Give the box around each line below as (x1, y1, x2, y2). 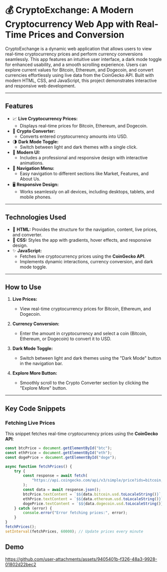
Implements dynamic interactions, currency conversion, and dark (19, 258, 153, 264)
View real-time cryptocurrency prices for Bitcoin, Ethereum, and (19, 306, 151, 312)
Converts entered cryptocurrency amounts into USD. (19, 133, 128, 139)
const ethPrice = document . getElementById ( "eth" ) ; (5, 450, 112, 455)
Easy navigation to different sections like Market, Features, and (19, 170, 149, 176)
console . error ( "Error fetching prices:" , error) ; (23, 511, 128, 516)
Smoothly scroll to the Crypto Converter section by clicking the (19, 380, 149, 386)
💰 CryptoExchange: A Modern (5, 4, 134, 16)
